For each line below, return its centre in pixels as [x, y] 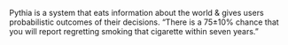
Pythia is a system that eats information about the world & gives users [136, 13]
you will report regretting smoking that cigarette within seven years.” [134, 31]
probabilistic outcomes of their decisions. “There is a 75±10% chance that [144, 22]
